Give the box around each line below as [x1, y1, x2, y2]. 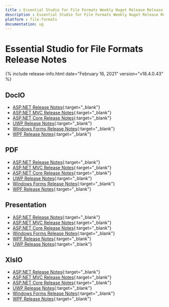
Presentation [5, 201, 47, 209]
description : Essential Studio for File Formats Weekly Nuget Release [5, 12, 158, 17]
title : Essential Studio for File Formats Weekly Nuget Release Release [5, 7, 163, 13]
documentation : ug [5, 21, 44, 27]
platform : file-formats [5, 17, 57, 22]
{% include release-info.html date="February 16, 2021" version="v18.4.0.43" [5, 71, 163, 77]
